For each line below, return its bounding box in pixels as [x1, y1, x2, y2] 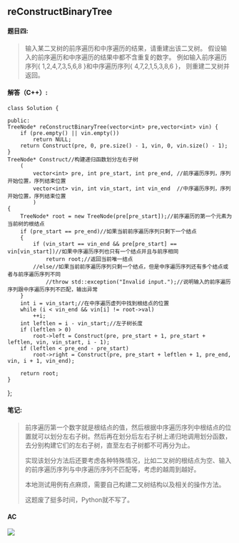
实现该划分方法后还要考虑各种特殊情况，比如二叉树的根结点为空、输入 [24, 457, 232, 464]
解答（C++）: [7, 89, 49, 97]
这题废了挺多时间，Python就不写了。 [24, 496, 134, 504]
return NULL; [33, 136, 72, 143]
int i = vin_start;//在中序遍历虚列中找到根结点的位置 [20, 299, 170, 307]
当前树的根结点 [7, 220, 45, 227]
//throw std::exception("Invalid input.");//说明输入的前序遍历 [45, 278, 231, 285]
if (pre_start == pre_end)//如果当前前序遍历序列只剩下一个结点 [20, 228, 198, 235]
